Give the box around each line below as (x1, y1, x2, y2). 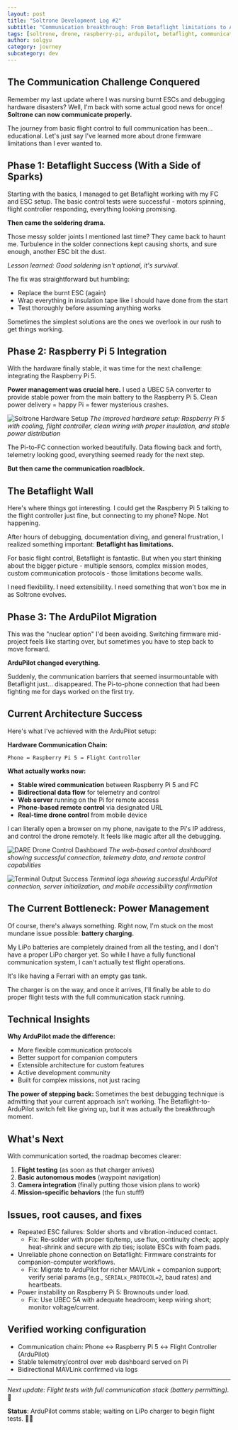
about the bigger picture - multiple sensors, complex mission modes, (7, 561, 209, 570)
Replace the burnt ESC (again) (17, 288, 106, 297)
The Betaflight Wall (7, 485, 93, 497)
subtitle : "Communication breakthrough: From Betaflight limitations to (7, 23, 227, 31)
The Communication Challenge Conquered (7, 76, 200, 89)
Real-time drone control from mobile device (17, 810, 147, 819)
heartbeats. (28, 1280, 62, 1289)
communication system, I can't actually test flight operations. (7, 957, 186, 966)
